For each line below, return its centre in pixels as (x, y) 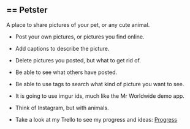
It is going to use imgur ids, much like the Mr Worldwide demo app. (100, 96)
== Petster (27, 10)
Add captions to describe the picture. (62, 48)
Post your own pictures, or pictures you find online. (80, 37)
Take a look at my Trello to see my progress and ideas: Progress (96, 119)
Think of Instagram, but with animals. (62, 108)
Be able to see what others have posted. (66, 72)
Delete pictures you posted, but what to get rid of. (78, 60)
